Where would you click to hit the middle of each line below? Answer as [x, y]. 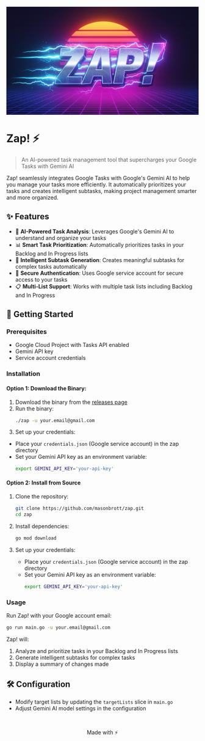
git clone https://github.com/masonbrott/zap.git [80, 508]
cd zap [23, 515]
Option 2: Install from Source [44, 483]
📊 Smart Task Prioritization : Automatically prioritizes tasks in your [99, 244]
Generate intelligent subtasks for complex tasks [75, 658]
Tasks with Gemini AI [48, 166]
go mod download [36, 538]
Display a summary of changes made [62, 664]
